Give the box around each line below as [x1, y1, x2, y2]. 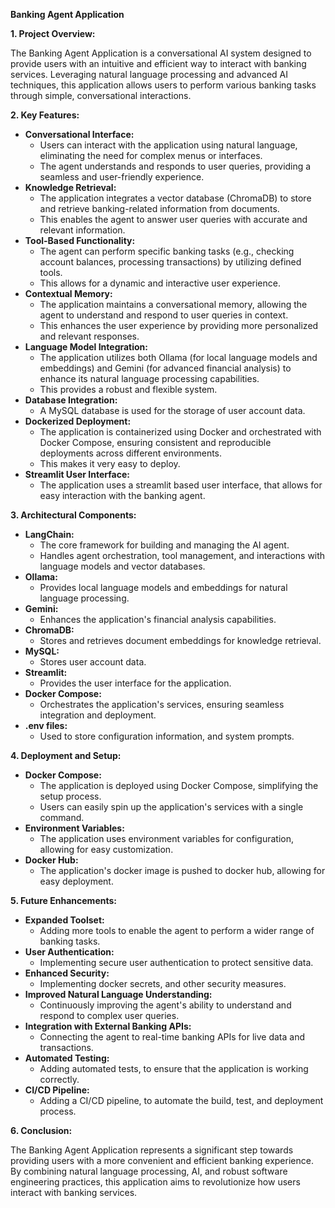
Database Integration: [24, 394, 118, 406]
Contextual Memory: [24, 288, 113, 299]
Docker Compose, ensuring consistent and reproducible [39, 437, 272, 448]
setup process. [39, 790, 102, 802]
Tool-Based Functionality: [24, 235, 136, 246]
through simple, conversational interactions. [10, 90, 192, 101]
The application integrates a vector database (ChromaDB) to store [39, 192, 312, 204]
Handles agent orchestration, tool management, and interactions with [39, 550, 326, 561]
